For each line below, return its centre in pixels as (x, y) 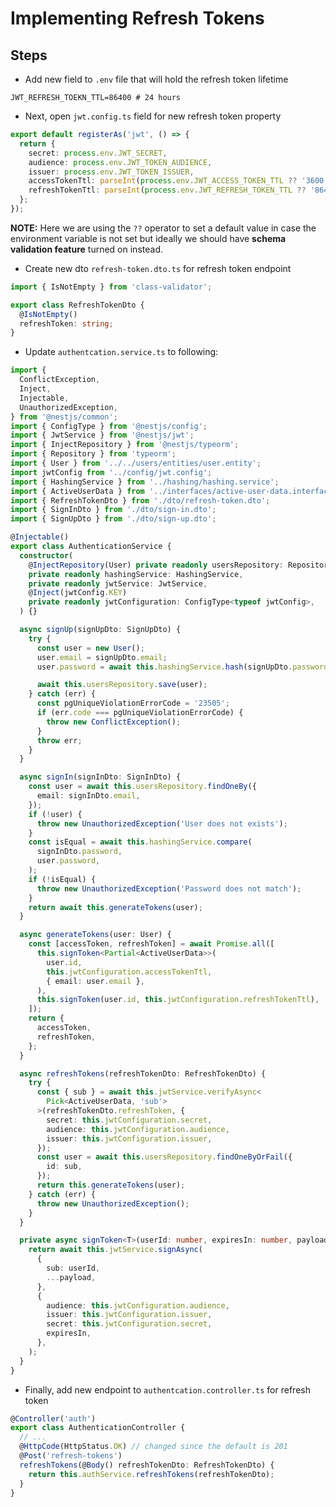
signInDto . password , (79, 852)
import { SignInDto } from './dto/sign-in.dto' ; (113, 510)
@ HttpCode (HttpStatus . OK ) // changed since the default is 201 (153, 1447)
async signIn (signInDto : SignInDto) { (100, 777)
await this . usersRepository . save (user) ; (122, 685)
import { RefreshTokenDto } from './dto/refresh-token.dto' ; (140, 500)
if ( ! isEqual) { (62, 879)
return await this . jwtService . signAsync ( (115, 1250)
